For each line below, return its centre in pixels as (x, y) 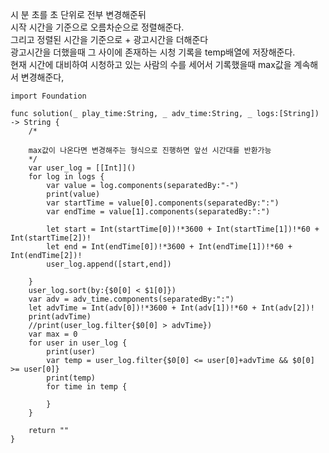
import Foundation (48, 96)
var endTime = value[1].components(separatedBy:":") (158, 212)
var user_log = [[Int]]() (82, 168)
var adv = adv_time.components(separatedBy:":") (131, 299)
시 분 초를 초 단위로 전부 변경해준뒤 (78, 14)
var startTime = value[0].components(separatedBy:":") (163, 203)
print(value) (73, 194)
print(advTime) (60, 317)
